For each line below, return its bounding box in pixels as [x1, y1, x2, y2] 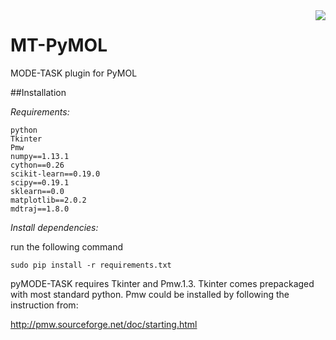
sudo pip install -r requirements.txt [10, 260, 172, 270]
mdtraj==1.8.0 [10, 204, 70, 214]
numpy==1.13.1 [10, 151, 70, 161]
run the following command [10, 240, 124, 253]
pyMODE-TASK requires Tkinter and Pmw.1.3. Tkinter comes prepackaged [10, 277, 315, 289]
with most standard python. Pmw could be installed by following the [10, 288, 290, 300]
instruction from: [10, 299, 79, 311]
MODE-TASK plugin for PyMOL [10, 67, 138, 79]
